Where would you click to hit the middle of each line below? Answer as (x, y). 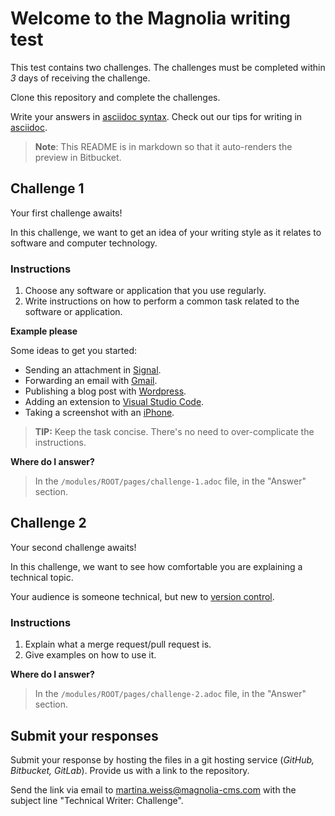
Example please (44, 331)
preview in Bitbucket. (78, 157)
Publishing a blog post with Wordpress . (105, 391)
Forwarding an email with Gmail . (91, 381)
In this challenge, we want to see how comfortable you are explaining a (156, 566)
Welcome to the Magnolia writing (150, 18)
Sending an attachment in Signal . (93, 370)
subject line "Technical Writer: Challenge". (97, 800)
